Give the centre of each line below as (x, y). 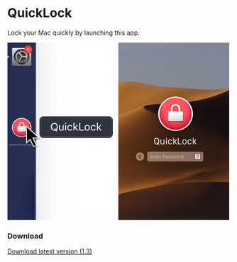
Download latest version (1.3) (50, 251)
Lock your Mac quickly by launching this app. (74, 33)
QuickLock (40, 13)
